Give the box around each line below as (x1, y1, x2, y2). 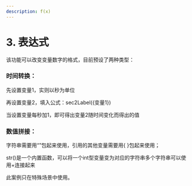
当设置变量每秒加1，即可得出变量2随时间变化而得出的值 (6, 111, 140, 118)
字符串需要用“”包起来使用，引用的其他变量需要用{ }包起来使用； (6, 142, 160, 149)
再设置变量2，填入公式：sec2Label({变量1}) (6, 99, 111, 106)
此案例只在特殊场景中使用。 (6, 174, 73, 181)
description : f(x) (6, 8, 51, 15)
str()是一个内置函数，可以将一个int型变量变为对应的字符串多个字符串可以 (6, 154, 181, 161)
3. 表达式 (6, 36, 49, 49)
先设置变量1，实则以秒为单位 (6, 86, 75, 94)
